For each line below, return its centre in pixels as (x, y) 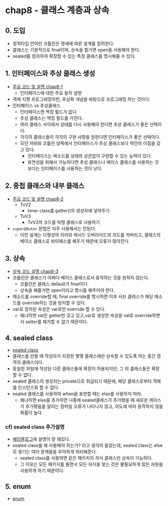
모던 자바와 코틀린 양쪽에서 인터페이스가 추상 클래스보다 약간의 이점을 (88, 143)
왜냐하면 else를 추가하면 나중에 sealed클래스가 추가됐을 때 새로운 (84, 400)
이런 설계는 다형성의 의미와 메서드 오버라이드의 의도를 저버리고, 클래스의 (90, 235)
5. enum (18, 486)
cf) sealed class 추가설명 (35, 427)
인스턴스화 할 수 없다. (39, 388)
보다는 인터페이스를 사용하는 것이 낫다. (65, 168)
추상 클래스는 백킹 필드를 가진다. (51, 118)
